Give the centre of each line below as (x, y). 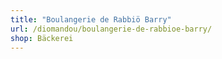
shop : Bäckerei (42, 38)
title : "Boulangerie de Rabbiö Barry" (91, 19)
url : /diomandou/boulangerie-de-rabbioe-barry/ (111, 29)
